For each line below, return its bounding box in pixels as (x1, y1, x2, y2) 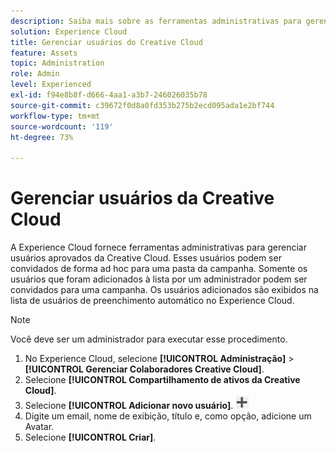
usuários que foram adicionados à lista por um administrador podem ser (10, 273, 308, 285)
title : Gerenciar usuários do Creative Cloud (10, 37, 203, 47)
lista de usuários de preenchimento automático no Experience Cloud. (10, 295, 295, 307)
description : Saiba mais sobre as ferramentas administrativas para (10, 16, 302, 26)
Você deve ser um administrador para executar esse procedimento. (10, 333, 288, 345)
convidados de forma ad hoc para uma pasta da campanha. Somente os (10, 263, 308, 275)
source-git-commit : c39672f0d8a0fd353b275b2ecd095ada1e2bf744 (10, 100, 275, 110)
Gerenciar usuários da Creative (10, 187, 275, 210)
